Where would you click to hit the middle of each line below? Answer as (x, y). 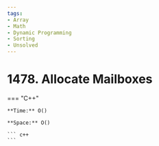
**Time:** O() (27, 110)
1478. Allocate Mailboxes (80, 79)
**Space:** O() (29, 123)
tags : (15, 13)
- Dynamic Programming (39, 33)
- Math (16, 26)
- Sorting (21, 39)
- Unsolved (23, 45)
